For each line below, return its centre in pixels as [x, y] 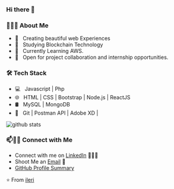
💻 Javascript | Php [39, 89]
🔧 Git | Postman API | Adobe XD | [56, 113]
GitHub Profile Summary [44, 168]
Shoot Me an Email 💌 [40, 161]
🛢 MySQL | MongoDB [42, 104]
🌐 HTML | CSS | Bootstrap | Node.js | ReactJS [72, 97]
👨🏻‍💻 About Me [27, 25]
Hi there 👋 [21, 10]
